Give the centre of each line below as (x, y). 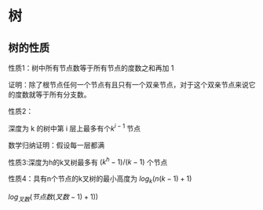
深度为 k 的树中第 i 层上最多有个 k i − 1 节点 (75, 128)
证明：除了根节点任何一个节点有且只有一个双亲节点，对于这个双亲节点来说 (128, 85)
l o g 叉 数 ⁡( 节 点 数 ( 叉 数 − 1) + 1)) (53, 197)
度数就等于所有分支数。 (53, 94)
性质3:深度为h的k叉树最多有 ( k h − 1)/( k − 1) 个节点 (88, 161)
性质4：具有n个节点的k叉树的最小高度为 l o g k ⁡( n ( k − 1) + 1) (100, 180)
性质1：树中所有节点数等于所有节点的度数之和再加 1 (91, 68)
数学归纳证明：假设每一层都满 (56, 145)
